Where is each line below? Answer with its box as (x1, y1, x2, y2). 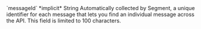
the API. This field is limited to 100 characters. (6, 17, 121, 24)
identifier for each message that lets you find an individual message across (6, 11, 195, 18)
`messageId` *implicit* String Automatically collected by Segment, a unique (6, 5, 196, 11)
